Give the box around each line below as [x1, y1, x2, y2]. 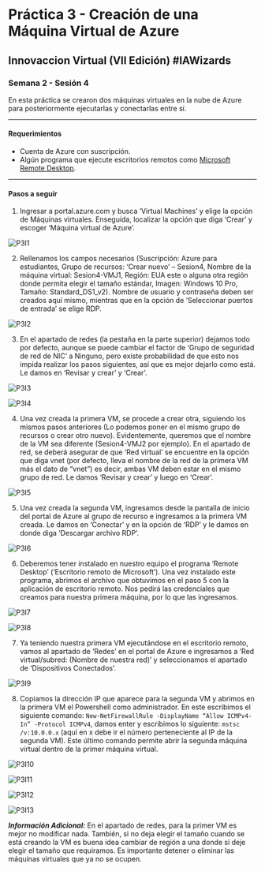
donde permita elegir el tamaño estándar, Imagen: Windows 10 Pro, [19, 278, 238, 289]
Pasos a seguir [8, 189, 58, 198]
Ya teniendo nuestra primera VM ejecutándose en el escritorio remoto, [19, 638, 248, 648]
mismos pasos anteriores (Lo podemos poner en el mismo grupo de [19, 422, 241, 432]
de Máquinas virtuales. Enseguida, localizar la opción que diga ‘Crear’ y [19, 215, 252, 224]
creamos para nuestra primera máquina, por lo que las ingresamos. [19, 593, 238, 602]
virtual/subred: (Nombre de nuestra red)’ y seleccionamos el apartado [19, 655, 248, 664]
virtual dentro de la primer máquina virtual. [19, 744, 159, 754]
